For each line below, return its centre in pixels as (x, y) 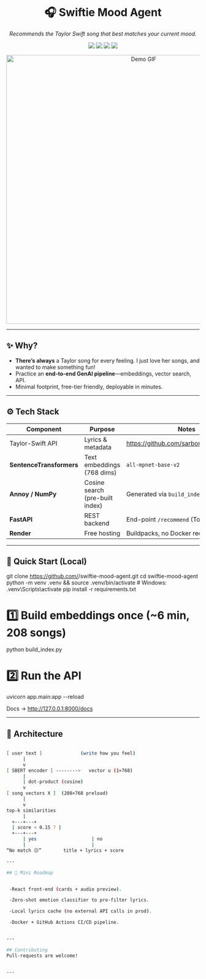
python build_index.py (34, 650)
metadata (98, 447)
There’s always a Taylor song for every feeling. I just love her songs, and (107, 360)
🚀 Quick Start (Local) (47, 561)
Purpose (102, 429)
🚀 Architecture (35, 733)
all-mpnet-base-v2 (153, 465)
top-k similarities (31, 810)
